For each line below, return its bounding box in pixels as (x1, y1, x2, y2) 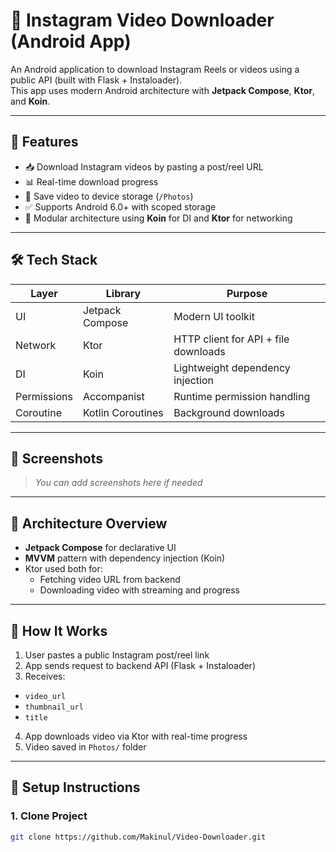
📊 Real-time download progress (24, 175, 159, 188)
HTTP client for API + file (173, 332, 290, 346)
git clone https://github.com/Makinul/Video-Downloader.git (10, 832, 267, 842)
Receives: (24, 670, 66, 682)
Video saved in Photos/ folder (24, 741, 147, 753)
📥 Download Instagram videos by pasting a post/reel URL (24, 160, 264, 173)
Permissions (15, 389, 73, 403)
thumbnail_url (24, 702, 84, 712)
